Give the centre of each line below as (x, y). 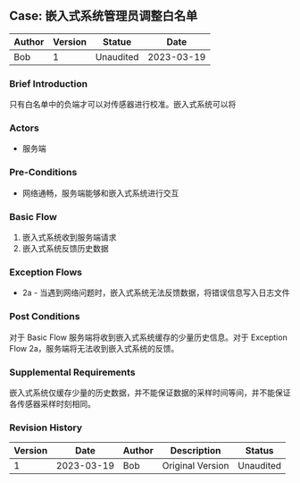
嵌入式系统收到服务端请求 (69, 237)
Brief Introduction (48, 83)
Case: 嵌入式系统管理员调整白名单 (104, 16)
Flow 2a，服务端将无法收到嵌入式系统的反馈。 (94, 348)
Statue (117, 41)
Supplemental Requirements (72, 372)
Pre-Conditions (43, 173)
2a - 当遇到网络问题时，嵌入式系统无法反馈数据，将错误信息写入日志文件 (156, 292)
